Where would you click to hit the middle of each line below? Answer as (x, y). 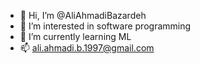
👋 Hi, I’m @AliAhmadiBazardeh (83, 15)
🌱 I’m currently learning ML (75, 36)
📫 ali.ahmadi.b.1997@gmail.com (87, 48)
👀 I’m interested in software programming (105, 26)
